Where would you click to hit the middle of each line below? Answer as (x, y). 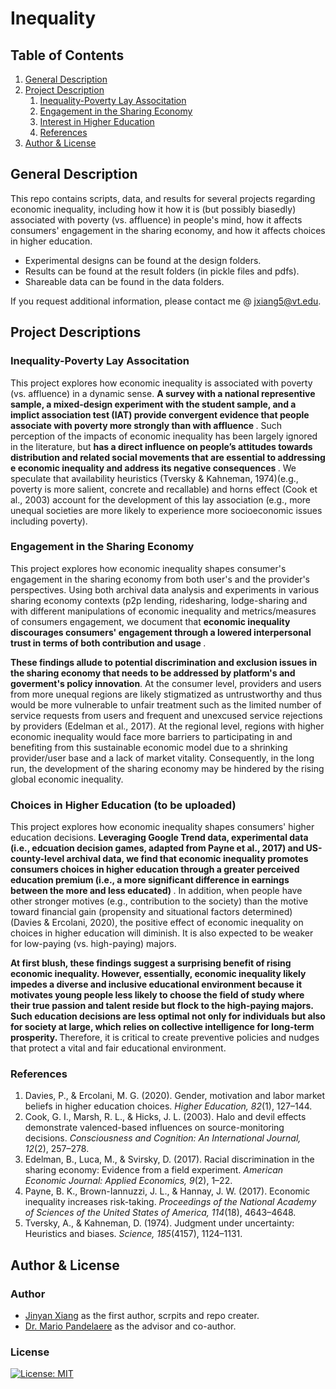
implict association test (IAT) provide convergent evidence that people (160, 414)
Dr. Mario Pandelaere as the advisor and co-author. (130, 1326)
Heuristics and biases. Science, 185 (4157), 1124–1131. (133, 1234)
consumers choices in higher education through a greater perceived (155, 869)
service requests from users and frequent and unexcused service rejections (166, 715)
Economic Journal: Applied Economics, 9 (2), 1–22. (128, 1181)
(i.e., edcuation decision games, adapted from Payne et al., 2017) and (157, 848)
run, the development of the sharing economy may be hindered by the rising (167, 768)
